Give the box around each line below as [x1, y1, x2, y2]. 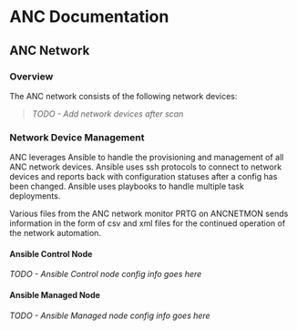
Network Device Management [9, 130, 145, 143]
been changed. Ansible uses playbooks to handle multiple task [9, 180, 244, 192]
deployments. [9, 191, 61, 201]
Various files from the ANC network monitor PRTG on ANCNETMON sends [9, 208, 289, 220]
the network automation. [9, 228, 102, 239]
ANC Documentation [9, 6, 169, 27]
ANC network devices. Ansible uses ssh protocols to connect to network [9, 161, 282, 172]
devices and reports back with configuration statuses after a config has [9, 171, 278, 182]
